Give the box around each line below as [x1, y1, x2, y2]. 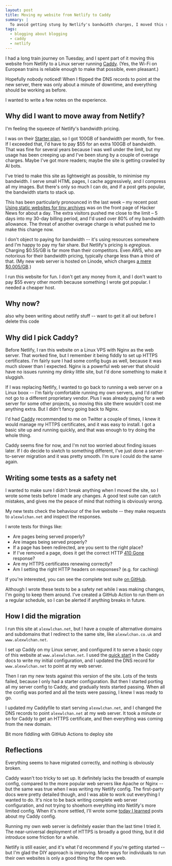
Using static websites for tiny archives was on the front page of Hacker [5, 204, 155, 211]
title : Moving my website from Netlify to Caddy [5, 12, 111, 17]
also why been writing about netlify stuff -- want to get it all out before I [5, 313, 156, 319]
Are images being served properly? [12, 539, 88, 545]
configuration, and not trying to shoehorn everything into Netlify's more [5, 802, 156, 808]
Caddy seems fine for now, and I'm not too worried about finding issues [5, 443, 157, 449]
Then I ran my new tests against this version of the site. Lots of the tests [5, 673, 158, 679]
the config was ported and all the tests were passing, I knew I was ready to [5, 689, 163, 695]
